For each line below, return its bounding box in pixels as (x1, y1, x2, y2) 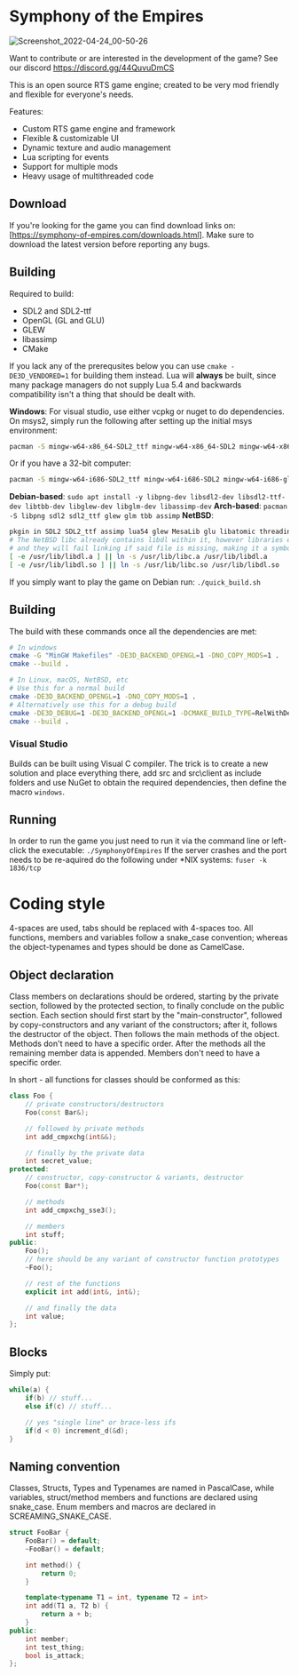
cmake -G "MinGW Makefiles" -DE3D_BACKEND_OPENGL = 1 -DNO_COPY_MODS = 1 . (9, 651, 279, 660)
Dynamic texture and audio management (21, 142, 171, 153)
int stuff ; (25, 1230, 66, 1239)
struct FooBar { (9, 1528, 69, 1537)
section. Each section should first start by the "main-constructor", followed (9, 1010, 283, 1021)
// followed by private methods (25, 1124, 145, 1133)
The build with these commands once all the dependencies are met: (9, 626, 257, 636)
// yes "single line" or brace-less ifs (25, 1417, 176, 1427)
